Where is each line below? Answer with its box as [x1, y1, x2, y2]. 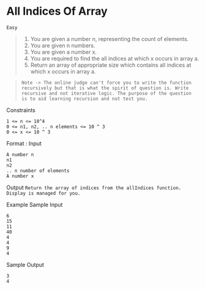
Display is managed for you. [6, 190, 81, 197]
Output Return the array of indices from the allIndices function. [6, 184, 182, 191]
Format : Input [6, 140, 42, 147]
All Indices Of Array [6, 4, 108, 18]
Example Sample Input [6, 201, 63, 208]
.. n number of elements [6, 167, 70, 174]
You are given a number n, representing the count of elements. [30, 35, 189, 42]
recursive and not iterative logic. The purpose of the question [21, 90, 192, 96]
